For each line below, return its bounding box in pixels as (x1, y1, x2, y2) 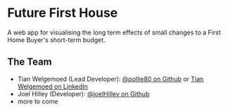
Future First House (7, 5, 118, 21)
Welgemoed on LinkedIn (17, 82, 88, 91)
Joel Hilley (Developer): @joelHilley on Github (17, 89, 150, 98)
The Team (7, 56, 53, 68)
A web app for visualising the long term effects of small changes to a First (7, 28, 221, 37)
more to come (17, 97, 58, 105)
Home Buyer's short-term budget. (7, 35, 106, 44)
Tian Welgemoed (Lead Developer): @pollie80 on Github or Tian (17, 74, 204, 83)
